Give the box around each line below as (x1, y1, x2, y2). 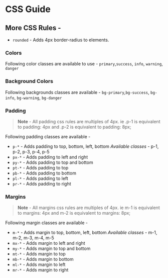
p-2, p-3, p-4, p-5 (12, 148, 50, 154)
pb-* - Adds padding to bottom (12, 170, 77, 176)
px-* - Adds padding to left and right (12, 154, 88, 160)
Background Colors (5, 78, 54, 85)
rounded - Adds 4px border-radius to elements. (12, 37, 109, 43)
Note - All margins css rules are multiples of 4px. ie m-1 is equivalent (17, 205, 160, 211)
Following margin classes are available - (5, 220, 88, 226)
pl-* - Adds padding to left (12, 175, 69, 181)
